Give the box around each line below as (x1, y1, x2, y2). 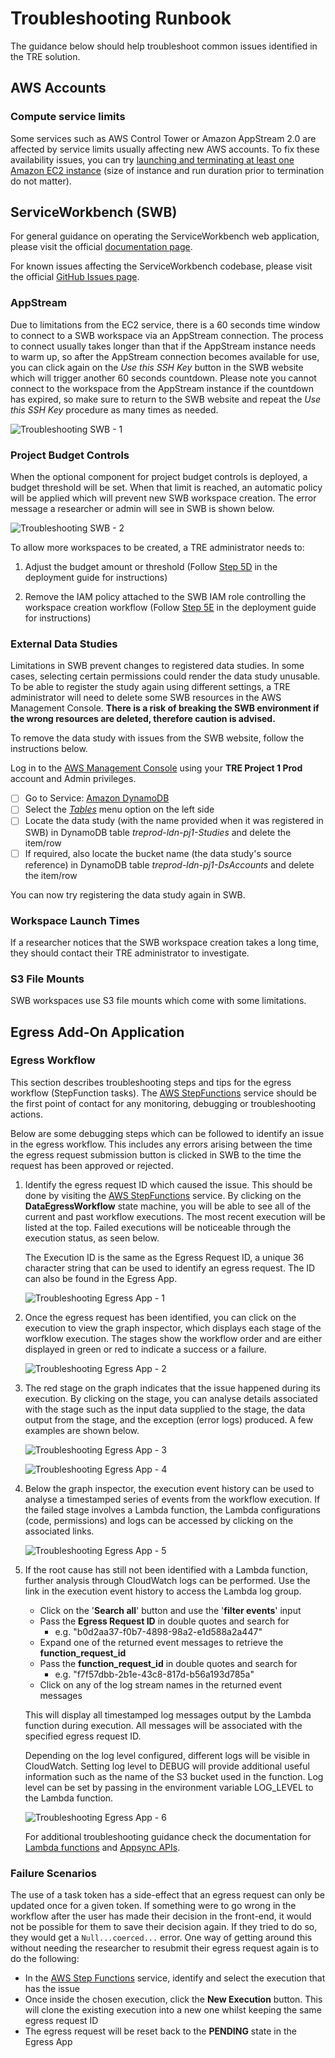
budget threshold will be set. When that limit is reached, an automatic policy (10, 482, 323, 494)
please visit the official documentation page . (10, 241, 193, 253)
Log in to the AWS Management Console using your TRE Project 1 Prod (10, 762, 303, 774)
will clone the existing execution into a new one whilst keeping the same (24, 2004, 322, 2016)
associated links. (24, 1525, 95, 1537)
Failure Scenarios (10, 1866, 97, 1880)
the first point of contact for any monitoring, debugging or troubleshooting (10, 1097, 317, 1109)
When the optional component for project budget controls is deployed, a (10, 471, 308, 483)
